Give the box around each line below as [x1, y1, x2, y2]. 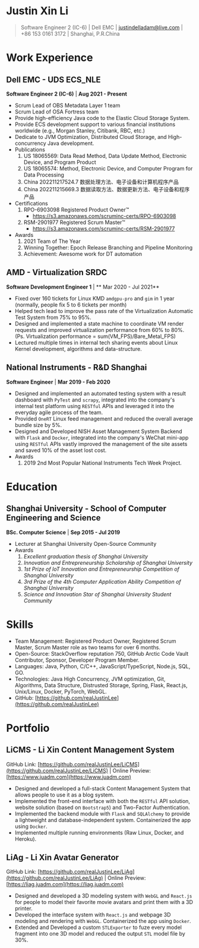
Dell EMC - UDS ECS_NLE [6, 74, 101, 84]
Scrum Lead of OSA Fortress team [14, 108, 99, 115]
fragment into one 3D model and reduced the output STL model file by [14, 930, 185, 937]
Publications [14, 146, 46, 153]
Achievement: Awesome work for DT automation [23, 250, 143, 257]
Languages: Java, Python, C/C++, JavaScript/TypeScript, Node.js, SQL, [14, 662, 191, 669]
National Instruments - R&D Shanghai [6, 362, 147, 372]
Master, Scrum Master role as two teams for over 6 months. [14, 643, 161, 651]
